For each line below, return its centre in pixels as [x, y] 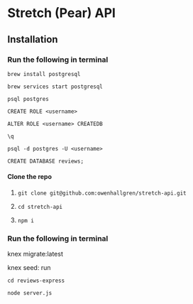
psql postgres [28, 99]
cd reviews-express [36, 281]
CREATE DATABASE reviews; [45, 161]
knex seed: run [29, 268]
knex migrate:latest [35, 254]
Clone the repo [29, 177]
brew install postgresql [44, 74]
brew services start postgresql [55, 87]
